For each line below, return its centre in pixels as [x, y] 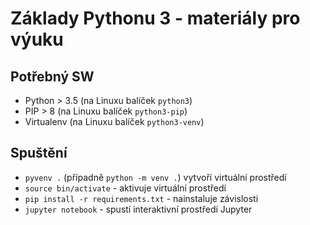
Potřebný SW [52, 76]
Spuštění [39, 153]
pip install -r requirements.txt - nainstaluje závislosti [141, 198]
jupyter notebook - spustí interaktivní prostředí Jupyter [138, 209]
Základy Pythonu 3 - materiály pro [155, 18]
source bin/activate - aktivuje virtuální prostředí [125, 188]
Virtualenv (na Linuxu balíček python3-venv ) [114, 121]
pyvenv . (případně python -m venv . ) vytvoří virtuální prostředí [155, 177]
